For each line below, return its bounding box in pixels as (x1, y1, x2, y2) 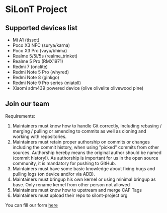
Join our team (5, 100, 49, 108)
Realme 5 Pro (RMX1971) (12, 58, 64, 64)
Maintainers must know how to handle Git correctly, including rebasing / (12, 122, 162, 129)
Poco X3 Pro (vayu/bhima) (12, 48, 67, 53)
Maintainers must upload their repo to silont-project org (12, 192, 128, 198)
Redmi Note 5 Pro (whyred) (12, 69, 69, 75)
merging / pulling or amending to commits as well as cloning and (12, 128, 147, 134)
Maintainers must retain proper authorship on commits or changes (12, 138, 150, 145)
